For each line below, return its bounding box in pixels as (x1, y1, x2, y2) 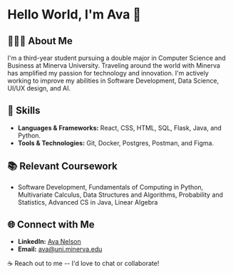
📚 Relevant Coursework (7, 160, 118, 172)
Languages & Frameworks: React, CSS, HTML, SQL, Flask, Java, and (17, 123, 222, 132)
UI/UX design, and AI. (7, 84, 71, 92)
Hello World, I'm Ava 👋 (7, 6, 141, 23)
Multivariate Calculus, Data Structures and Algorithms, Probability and (17, 190, 223, 199)
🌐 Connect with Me (7, 219, 95, 231)
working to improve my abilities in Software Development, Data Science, (7, 76, 219, 85)
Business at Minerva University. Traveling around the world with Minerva (7, 61, 221, 70)
